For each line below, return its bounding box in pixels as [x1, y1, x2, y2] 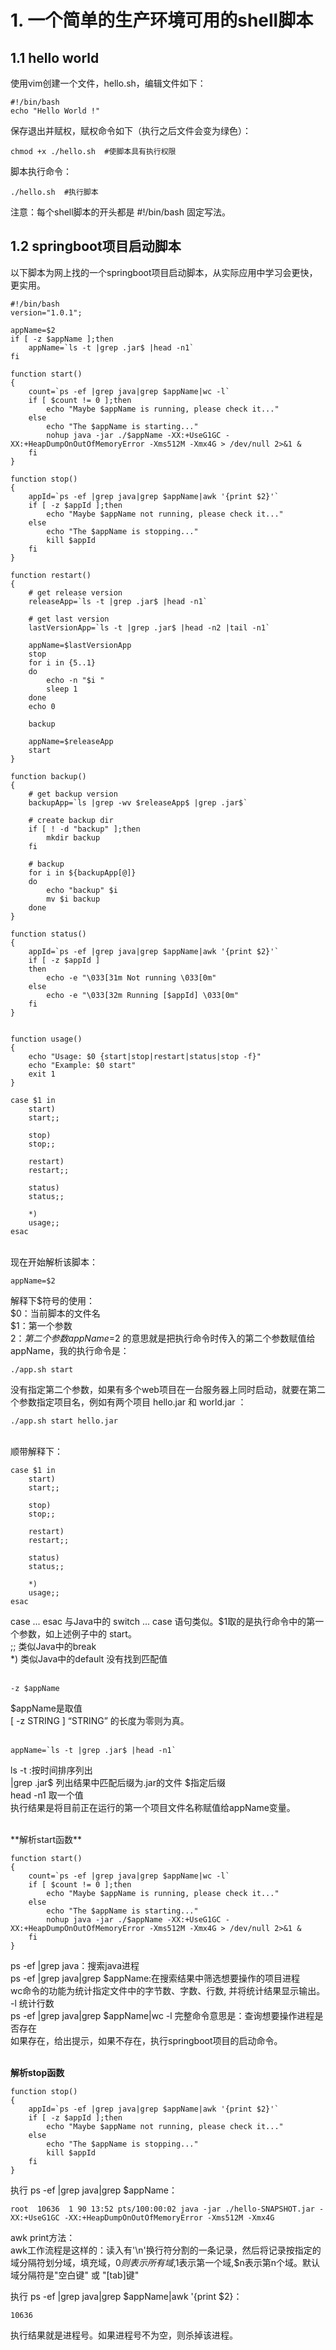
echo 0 [28, 701, 56, 711]
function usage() [10, 1034, 83, 1044]
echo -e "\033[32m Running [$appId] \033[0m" [46, 990, 240, 1000]
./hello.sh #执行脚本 [10, 187, 99, 197]
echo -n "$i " [46, 675, 105, 685]
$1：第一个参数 [10, 1319, 73, 1331]
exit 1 [28, 1069, 56, 1079]
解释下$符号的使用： [10, 1294, 95, 1306]
